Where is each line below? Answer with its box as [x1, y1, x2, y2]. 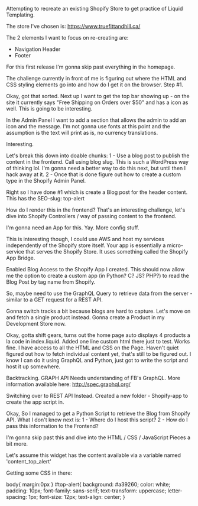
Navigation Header [14, 46, 61, 53]
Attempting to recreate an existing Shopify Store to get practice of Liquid [6, 5, 183, 12]
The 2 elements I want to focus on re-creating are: [6, 34, 129, 41]
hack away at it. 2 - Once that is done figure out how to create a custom [6, 171, 181, 178]
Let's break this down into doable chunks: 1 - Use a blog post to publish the [6, 152, 190, 159]
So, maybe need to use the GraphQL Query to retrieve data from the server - [6, 290, 193, 297]
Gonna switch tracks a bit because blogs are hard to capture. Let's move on [6, 307, 191, 314]
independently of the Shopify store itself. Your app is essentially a [6, 242, 166, 249]
